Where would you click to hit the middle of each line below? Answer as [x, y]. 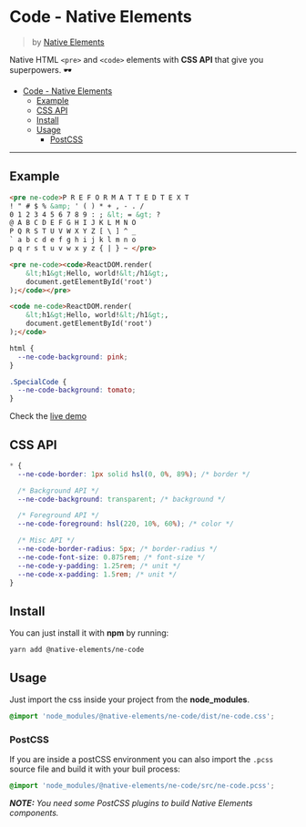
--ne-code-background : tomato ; [77, 390]
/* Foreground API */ [59, 516]
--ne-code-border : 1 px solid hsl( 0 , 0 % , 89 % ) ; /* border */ [134, 474]
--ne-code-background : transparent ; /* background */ [122, 499]
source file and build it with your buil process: [95, 769]
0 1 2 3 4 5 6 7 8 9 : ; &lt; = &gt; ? [85, 214]
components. [34, 813]
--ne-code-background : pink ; [73, 357]
